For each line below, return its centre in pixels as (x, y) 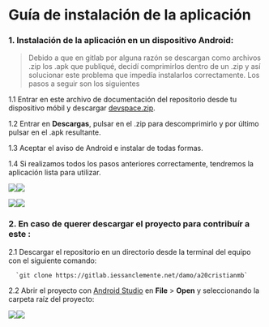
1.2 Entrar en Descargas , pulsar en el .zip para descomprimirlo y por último (134, 124)
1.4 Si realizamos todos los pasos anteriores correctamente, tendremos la (131, 164)
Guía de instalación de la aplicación (130, 15)
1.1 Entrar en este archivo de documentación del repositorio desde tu (123, 100)
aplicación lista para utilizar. (55, 173)
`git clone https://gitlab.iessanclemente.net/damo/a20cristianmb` (132, 275)
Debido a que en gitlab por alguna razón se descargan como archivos (145, 58)
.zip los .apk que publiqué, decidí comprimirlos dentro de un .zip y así (144, 67)
